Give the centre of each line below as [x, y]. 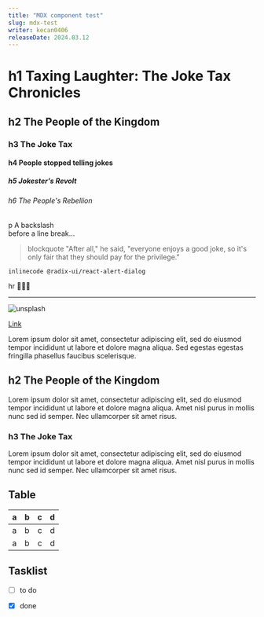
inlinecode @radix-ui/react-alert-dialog [77, 271]
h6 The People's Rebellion [50, 200]
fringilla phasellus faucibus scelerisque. [72, 355]
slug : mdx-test [33, 23]
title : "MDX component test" [56, 15]
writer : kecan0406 [38, 30]
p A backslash [31, 225]
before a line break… [42, 233]
